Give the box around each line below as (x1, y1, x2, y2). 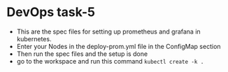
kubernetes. (16, 34, 52, 43)
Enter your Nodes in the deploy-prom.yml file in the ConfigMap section (16, 42, 221, 50)
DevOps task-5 (6, 4, 96, 20)
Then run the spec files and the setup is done (16, 50, 148, 58)
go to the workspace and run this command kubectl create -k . (16, 57, 204, 65)
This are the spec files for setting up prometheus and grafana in (16, 27, 201, 36)
